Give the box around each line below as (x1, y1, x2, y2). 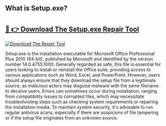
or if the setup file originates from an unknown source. (5, 115, 118, 120)
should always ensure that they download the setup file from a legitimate (5, 78, 156, 83)
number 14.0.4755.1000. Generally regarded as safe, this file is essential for (5, 61, 161, 67)
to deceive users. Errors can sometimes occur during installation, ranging (5, 88, 157, 94)
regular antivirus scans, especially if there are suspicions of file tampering (5, 109, 158, 115)
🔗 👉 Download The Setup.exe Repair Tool (5, 25, 139, 33)
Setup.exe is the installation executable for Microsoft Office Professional (5, 50, 155, 56)
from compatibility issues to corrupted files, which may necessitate (5, 93, 144, 99)
